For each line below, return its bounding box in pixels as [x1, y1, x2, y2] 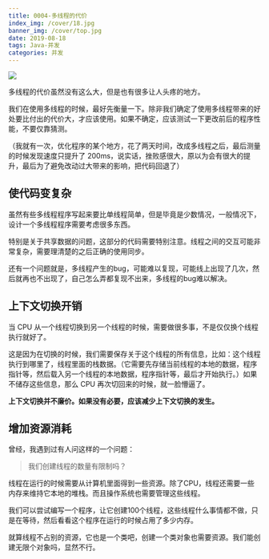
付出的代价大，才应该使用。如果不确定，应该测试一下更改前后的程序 [29, 114, 254, 123]
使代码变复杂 [8, 187, 72, 200]
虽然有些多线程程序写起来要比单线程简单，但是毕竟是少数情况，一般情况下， [8, 209, 261, 219]
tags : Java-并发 [8, 42, 60, 50]
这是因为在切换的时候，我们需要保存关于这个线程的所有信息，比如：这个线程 [8, 349, 261, 359]
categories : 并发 [8, 49, 64, 57]
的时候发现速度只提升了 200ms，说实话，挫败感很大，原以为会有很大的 [8, 151, 244, 160]
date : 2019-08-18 [8, 34, 66, 42]
